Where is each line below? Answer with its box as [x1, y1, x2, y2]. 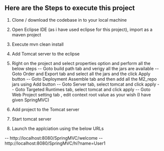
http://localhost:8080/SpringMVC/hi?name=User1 [4, 140, 106, 146]
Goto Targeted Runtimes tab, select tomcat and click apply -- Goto [15, 86, 151, 92]
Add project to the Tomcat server [11, 106, 80, 112]
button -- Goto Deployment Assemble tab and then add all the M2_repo [11, 76, 157, 82]
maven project [11, 31, 41, 37]
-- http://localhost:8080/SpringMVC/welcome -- [4, 135, 103, 141]
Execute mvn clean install [11, 41, 64, 47]
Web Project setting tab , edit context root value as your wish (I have [11, 91, 151, 97]
